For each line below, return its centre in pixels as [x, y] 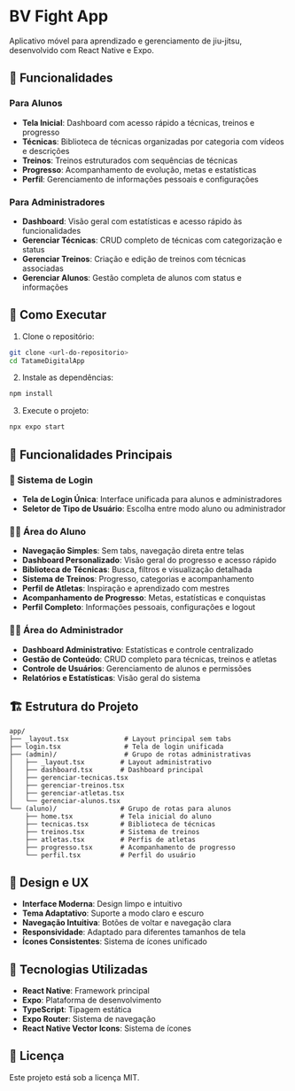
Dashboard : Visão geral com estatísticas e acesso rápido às [132, 221]
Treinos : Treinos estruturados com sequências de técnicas [130, 160]
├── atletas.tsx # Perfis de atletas [111, 840]
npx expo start [37, 427]
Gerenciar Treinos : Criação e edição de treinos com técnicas [134, 259]
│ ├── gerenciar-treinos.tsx [67, 785]
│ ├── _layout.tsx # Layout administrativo [111, 762]
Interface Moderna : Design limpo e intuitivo [102, 904]
